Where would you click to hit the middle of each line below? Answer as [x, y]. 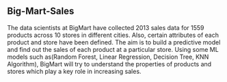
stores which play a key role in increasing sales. [74, 71]
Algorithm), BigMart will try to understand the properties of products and [109, 64]
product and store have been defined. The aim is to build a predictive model [114, 42]
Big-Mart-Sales [41, 11]
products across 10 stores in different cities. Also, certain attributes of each [113, 35]
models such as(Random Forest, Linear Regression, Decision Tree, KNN [108, 57]
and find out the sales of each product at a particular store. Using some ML [113, 49]
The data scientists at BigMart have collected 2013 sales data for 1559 [106, 27]
